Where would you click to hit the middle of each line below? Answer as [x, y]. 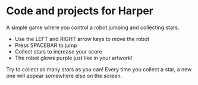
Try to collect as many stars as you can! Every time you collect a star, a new [99, 69]
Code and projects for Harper [80, 11]
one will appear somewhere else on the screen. [64, 75]
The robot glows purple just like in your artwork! [73, 58]
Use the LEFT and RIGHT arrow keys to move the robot [82, 39]
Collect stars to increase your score [58, 51]
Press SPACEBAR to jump [46, 45]
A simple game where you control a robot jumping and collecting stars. [93, 27]
